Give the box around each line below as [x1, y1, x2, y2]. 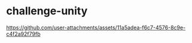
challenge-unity [6, 4, 88, 18]
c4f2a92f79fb [6, 30, 41, 37]
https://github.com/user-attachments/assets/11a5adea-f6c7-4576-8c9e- [6, 24, 186, 31]
